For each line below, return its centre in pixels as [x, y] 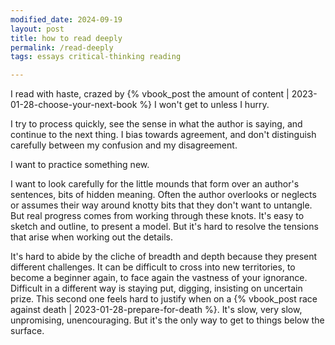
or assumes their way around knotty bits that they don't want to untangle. [161, 205]
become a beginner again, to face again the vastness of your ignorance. [159, 278]
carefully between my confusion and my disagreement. [124, 145]
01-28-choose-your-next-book [74, 105]
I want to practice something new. [80, 165]
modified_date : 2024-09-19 [66, 19]
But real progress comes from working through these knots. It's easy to [157, 216]
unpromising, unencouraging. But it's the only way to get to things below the [167, 320]
